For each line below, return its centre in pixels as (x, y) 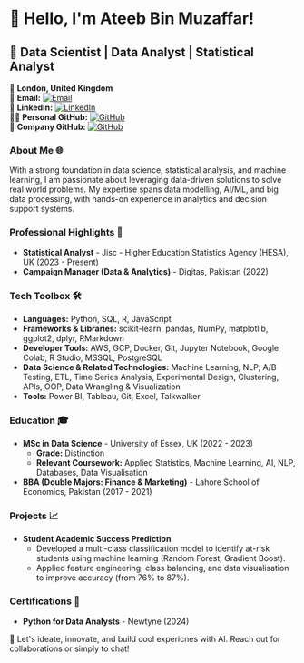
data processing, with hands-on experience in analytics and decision (138, 199)
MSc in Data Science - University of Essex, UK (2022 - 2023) (138, 444)
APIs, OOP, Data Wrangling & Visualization (102, 387)
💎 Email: (25, 98)
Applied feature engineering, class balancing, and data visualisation (162, 568)
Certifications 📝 (45, 601)
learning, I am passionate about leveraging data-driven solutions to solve (146, 180)
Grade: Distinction (70, 453)
